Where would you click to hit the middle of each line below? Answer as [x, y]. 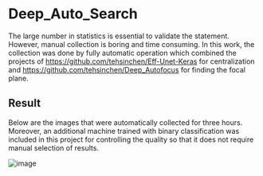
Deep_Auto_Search [73, 14]
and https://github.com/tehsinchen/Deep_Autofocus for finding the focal [127, 69]
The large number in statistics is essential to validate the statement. [119, 36]
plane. [19, 78]
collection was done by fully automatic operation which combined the [122, 53]
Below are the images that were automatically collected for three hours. [126, 122]
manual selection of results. [54, 147]
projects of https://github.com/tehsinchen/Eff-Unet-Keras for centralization [131, 61]
